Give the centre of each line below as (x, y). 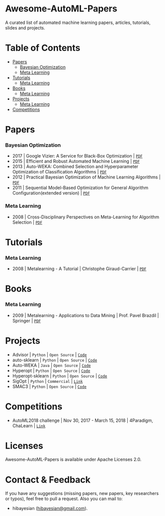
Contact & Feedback (48, 480)
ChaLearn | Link (29, 426)
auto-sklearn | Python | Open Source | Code (55, 360)
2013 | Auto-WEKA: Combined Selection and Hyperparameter (75, 167)
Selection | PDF (27, 222)
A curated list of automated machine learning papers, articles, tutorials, (78, 22)
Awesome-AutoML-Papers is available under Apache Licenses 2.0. (73, 460)
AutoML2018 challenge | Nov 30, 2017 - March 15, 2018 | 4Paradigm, (82, 420)
